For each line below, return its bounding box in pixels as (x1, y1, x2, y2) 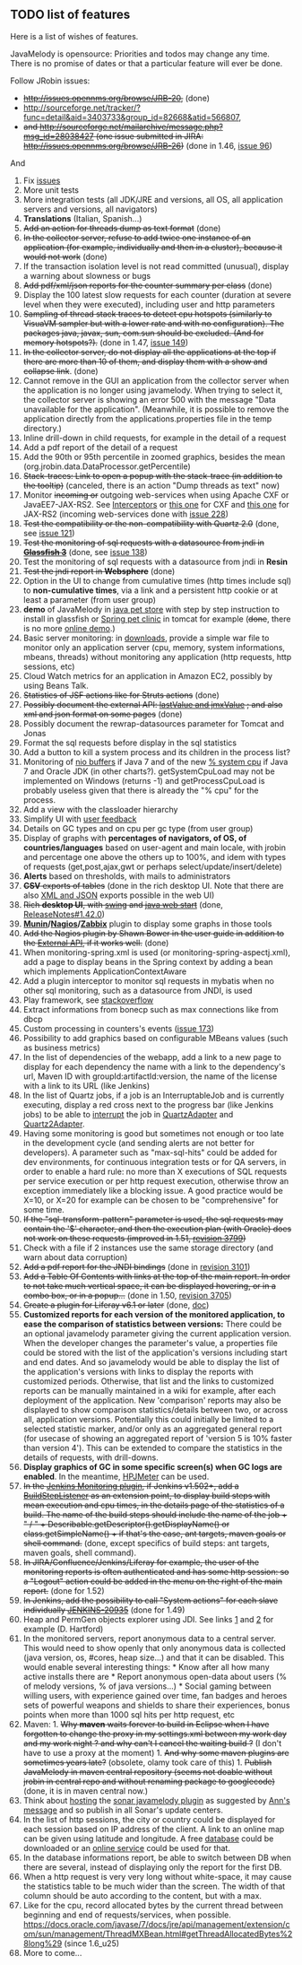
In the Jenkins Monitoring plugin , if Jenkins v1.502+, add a (22, 1480, 240, 1491)
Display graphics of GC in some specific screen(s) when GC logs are (22, 1461, 283, 1472)
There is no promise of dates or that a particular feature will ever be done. (10, 57, 283, 68)
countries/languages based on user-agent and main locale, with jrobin (22, 842, 286, 853)
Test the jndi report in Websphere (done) (22, 565, 176, 577)
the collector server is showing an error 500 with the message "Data (22, 394, 276, 404)
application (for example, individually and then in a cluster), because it (22, 241, 283, 252)
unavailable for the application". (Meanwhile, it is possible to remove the (22, 404, 289, 414)
